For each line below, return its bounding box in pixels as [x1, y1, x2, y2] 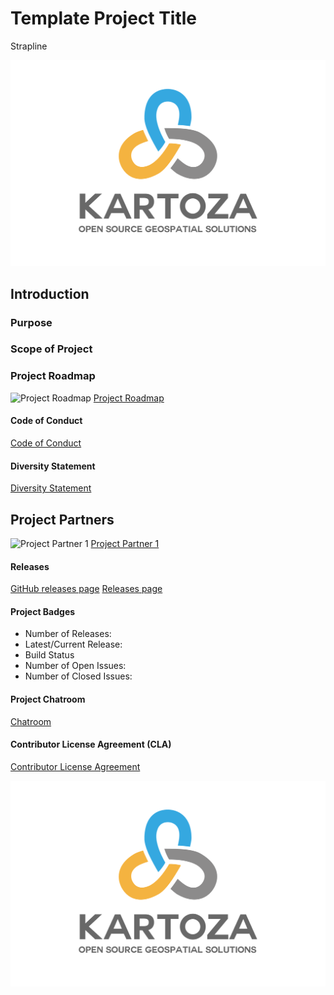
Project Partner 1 [90, 537, 160, 549]
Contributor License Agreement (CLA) [10, 738, 172, 751]
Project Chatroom [10, 693, 86, 705]
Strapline [10, 40, 48, 52]
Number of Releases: [24, 628, 112, 640]
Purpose [10, 315, 53, 329]
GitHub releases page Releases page [10, 583, 163, 595]
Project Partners [10, 511, 115, 528]
